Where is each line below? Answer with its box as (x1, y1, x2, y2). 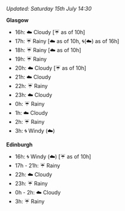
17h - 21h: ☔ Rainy (14, 162, 60, 169)
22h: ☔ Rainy (14, 82, 48, 89)
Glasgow (6, 17, 29, 23)
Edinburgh (6, 141, 33, 148)
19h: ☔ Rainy (14, 56, 47, 62)
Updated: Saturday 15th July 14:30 (6, 5, 92, 12)
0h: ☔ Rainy (14, 100, 45, 107)
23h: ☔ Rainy (14, 180, 48, 187)
